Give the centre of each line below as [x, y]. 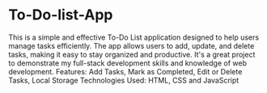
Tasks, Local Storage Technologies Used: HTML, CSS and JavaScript [124, 80]
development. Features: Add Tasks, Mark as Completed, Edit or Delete [125, 71]
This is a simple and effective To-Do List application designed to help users [134, 37]
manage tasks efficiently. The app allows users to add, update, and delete [131, 45]
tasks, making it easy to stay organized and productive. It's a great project [132, 54]
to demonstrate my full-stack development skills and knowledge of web [127, 63]
